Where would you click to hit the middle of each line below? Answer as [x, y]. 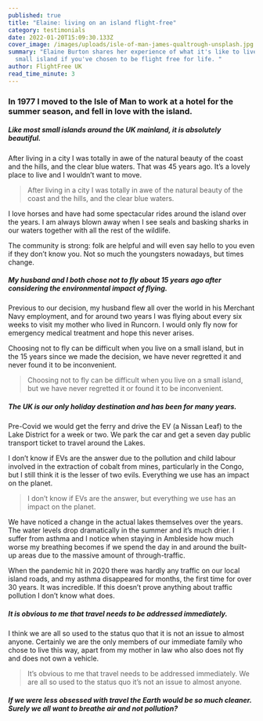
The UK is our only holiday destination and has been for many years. [122, 407]
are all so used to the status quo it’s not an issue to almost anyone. [135, 682]
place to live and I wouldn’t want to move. [75, 174]
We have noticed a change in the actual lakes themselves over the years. [126, 522]
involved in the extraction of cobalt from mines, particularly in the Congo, [126, 467]
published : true [34, 15]
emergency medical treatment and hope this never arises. [101, 333]
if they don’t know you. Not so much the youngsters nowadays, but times [126, 254]
